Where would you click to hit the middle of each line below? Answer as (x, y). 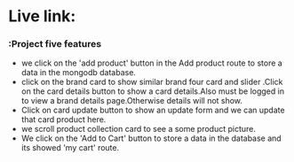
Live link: (42, 16)
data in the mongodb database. (79, 73)
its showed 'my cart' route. (70, 148)
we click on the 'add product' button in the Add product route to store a (152, 63)
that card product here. (64, 120)
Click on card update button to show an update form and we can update (153, 110)
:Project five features (55, 44)
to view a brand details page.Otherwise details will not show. (132, 101)
